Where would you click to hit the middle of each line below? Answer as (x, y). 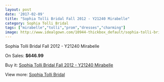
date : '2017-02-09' (25, 14)
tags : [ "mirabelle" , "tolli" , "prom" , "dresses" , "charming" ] (65, 28)
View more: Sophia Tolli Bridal (35, 74)
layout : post (18, 10)
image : (12, 32)
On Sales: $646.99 (24, 56)
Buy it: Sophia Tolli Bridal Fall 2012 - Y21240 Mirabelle (59, 65)
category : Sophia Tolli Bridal (37, 23)
